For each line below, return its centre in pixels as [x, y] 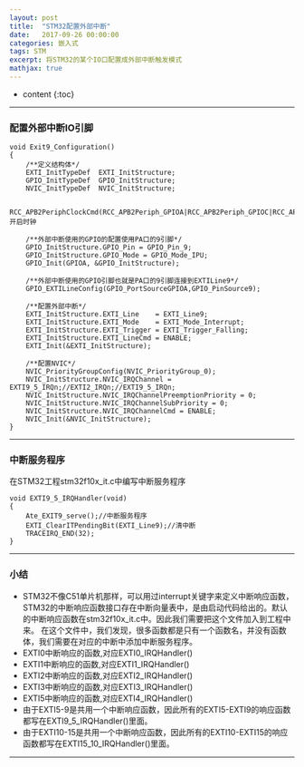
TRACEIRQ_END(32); [60, 534]
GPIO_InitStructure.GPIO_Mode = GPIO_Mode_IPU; [117, 256]
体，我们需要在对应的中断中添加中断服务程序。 [109, 641]
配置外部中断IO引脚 [52, 128]
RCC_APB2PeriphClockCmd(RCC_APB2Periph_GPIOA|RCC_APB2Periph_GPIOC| [141, 213]
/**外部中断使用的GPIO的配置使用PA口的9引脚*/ [104, 240]
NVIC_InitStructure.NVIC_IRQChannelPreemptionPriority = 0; [141, 395]
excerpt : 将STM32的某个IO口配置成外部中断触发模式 [96, 60]
